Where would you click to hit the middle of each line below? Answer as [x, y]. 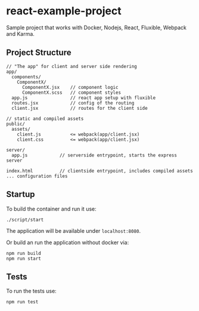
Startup [21, 194]
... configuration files [37, 176]
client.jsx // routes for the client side [80, 108]
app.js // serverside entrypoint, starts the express [94, 155]
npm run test [22, 302]
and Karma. [20, 33]
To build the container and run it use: [51, 209]
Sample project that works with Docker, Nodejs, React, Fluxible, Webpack [96, 27]
